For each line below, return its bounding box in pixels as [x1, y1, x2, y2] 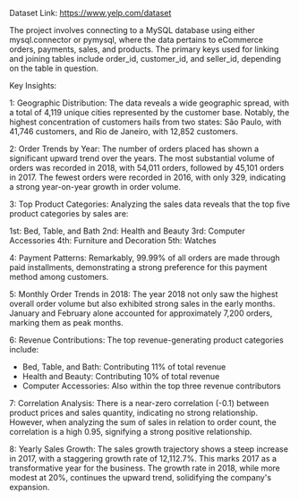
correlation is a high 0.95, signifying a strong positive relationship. [9, 427, 252, 437]
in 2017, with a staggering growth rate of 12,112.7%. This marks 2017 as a [9, 454, 278, 463]
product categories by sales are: [9, 208, 129, 218]
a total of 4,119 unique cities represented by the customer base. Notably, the [9, 107, 290, 117]
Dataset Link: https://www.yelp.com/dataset [9, 8, 172, 18]
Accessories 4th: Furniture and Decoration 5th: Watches [9, 235, 217, 245]
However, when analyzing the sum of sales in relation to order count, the [9, 417, 277, 428]
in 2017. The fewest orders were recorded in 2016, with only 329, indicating [9, 172, 286, 183]
